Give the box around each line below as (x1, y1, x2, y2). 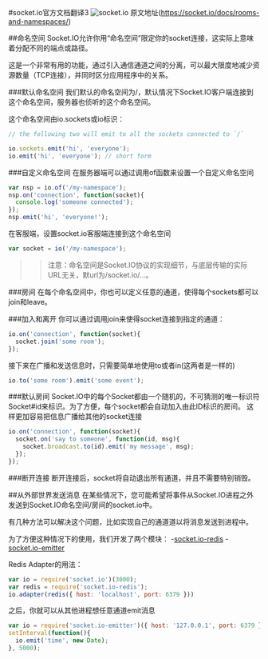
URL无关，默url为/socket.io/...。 (47, 270, 153, 279)
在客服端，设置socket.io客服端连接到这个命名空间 (8, 229, 171, 238)
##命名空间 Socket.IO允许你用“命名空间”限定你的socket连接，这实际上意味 (8, 34, 254, 42)
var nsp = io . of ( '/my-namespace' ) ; (8, 183, 127, 191)
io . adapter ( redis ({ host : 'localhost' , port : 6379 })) (8, 590, 195, 598)
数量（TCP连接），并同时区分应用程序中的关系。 (14, 70, 173, 79)
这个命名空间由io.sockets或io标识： (8, 114, 125, 123)
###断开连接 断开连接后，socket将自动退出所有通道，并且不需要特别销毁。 (8, 473, 255, 482)
